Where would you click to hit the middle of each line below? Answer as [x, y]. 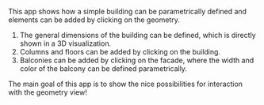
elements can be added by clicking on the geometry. [94, 20]
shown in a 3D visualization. [65, 43]
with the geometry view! [48, 92]
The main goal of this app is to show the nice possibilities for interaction [126, 84]
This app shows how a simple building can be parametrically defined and [128, 11]
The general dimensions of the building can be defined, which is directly [138, 35]
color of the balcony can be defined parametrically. [103, 69]
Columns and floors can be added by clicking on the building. [120, 52]
